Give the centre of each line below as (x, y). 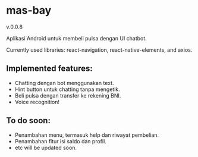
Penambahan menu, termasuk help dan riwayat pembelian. (87, 135)
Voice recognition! (37, 102)
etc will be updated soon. (46, 147)
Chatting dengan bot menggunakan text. (64, 83)
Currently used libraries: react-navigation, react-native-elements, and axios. (99, 50)
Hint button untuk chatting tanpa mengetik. (67, 89)
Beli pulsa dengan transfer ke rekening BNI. (68, 95)
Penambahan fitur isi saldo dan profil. (61, 141)
